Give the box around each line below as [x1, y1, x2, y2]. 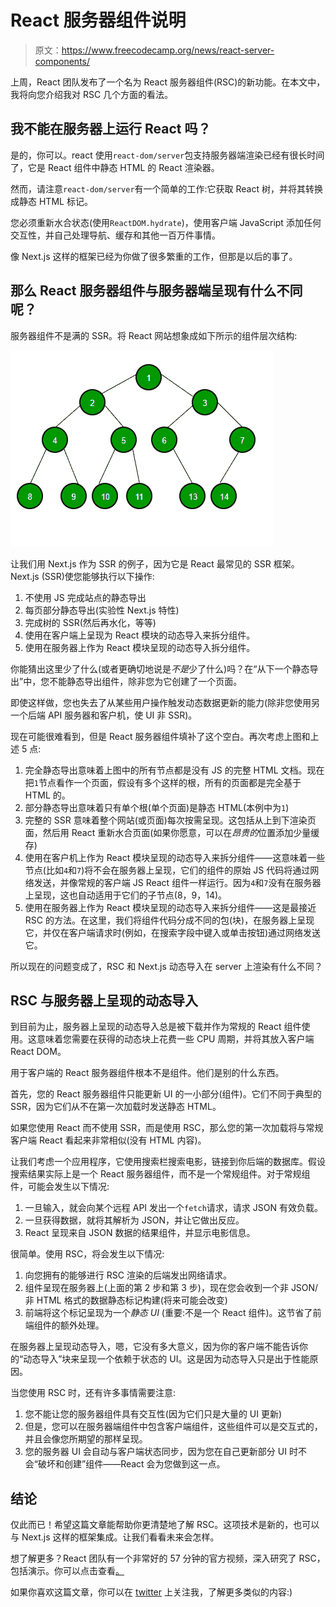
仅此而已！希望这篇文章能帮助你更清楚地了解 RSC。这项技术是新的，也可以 [10, 1519, 320, 1531]
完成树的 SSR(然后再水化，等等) [24, 616, 157, 628]
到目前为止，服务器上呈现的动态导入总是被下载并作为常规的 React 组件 [10, 1021, 302, 1033]
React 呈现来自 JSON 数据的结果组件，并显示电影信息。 [24, 1227, 256, 1239]
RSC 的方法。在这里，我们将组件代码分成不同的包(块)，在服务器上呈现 [24, 914, 315, 926]
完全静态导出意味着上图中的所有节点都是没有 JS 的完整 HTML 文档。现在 [24, 764, 325, 776]
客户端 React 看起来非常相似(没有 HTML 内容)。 [10, 1134, 207, 1146]
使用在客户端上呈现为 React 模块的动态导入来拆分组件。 [24, 629, 256, 641]
